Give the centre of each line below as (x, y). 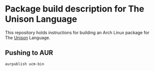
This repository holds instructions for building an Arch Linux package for (77, 32)
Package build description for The (75, 9)
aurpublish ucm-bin (25, 64)
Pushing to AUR (29, 53)
